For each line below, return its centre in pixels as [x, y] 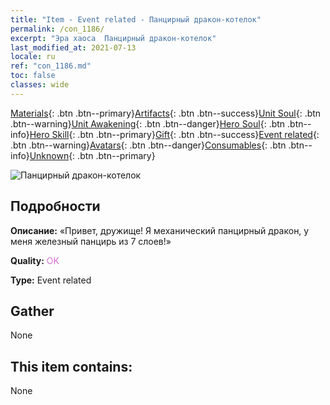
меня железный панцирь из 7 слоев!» [91, 241]
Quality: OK [35, 260]
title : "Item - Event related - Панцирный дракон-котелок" [136, 19]
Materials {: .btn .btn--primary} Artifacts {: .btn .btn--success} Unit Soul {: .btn [166, 113]
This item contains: [71, 366]
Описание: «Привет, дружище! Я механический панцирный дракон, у [160, 230]
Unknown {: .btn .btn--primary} [92, 155]
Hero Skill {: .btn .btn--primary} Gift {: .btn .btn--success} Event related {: [174, 134]
